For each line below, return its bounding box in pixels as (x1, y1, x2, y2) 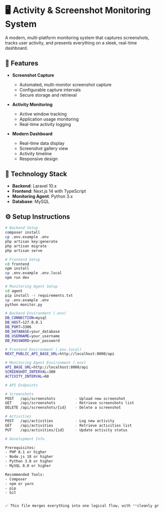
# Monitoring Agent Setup (5, 284, 58, 289)
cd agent (5, 288, 23, 293)
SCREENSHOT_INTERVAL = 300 (5, 369, 56, 374)
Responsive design (19, 156, 58, 162)
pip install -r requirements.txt (5, 293, 73, 298)
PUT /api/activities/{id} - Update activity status (5, 428, 128, 432)
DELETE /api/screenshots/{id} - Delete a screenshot (5, 405, 121, 410)
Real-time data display (19, 140, 65, 146)
